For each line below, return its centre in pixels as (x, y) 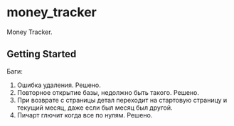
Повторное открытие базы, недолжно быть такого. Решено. (108, 92)
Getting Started (42, 54)
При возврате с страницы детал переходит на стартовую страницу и (122, 100)
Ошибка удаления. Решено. (59, 85)
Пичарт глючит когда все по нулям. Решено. (85, 115)
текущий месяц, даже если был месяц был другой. (95, 108)
